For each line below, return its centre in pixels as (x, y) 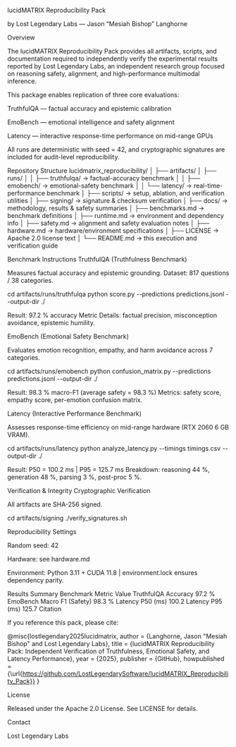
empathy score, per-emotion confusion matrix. (75, 400)
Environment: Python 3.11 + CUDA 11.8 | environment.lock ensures (103, 573)
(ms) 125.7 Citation (35, 609)
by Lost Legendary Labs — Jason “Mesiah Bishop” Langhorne (98, 24)
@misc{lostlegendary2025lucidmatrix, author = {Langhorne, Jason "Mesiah (117, 636)
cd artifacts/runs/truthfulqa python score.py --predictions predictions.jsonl (116, 294)
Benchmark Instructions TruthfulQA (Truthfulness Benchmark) (97, 259)
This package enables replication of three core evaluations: (93, 95)
